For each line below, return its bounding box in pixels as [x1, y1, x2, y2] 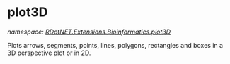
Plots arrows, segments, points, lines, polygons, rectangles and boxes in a [7, 41, 224, 49]
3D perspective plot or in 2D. [7, 49, 91, 57]
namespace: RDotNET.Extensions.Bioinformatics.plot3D [7, 27, 171, 36]
